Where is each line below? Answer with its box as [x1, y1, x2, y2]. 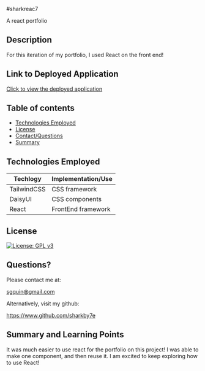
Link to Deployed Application [6, 69, 119, 79]
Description [6, 35, 52, 45]
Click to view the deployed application [6, 85, 103, 93]
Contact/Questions [15, 132, 63, 140]
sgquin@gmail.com [6, 288, 55, 295]
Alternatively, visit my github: [6, 300, 80, 307]
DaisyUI [9, 195, 32, 204]
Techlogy [13, 175, 42, 183]
